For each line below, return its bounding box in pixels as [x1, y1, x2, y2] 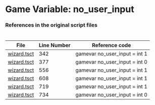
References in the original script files [5, 22, 97, 29]
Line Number [38, 42, 71, 49]
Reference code [91, 42, 131, 49]
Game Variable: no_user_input [5, 4, 135, 15]
